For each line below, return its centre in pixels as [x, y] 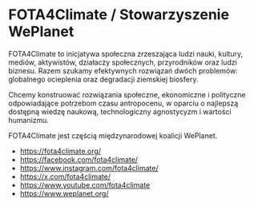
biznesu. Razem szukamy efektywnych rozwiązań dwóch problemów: [123, 70]
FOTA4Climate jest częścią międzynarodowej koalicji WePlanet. [113, 135]
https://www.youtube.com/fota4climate [85, 184]
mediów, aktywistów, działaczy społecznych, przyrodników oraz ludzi [123, 62]
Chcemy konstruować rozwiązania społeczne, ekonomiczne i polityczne [127, 94]
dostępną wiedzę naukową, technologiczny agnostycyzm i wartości [120, 111]
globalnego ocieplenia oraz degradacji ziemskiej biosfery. [103, 79]
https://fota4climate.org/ [60, 151]
